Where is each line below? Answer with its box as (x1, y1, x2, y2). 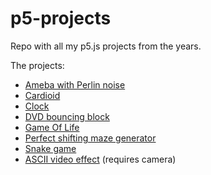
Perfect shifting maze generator (24, 132, 157, 144)
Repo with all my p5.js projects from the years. (10, 40, 202, 52)
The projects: (10, 59, 65, 71)
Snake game (24, 142, 77, 154)
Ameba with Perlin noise (24, 78, 126, 91)
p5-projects (10, 7, 112, 30)
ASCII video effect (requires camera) (24, 153, 177, 165)
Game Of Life (24, 121, 80, 133)
